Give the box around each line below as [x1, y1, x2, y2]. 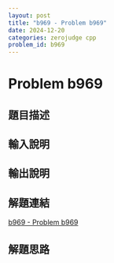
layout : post [8, 11, 51, 20]
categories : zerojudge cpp [8, 33, 97, 42]
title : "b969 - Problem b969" [8, 19, 108, 27]
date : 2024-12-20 [8, 26, 65, 34]
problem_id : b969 [8, 41, 65, 49]
